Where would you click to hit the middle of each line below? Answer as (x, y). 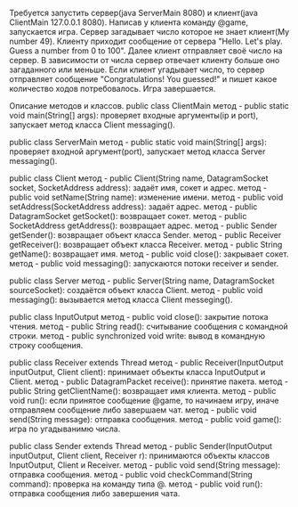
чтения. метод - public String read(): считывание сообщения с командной (149, 326)
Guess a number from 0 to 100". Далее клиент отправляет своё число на (146, 51)
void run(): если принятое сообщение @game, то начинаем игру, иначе (144, 401)
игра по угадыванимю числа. (65, 429)
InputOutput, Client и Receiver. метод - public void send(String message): (145, 465)
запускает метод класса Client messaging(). (93, 125)
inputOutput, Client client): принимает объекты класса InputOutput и (137, 372)
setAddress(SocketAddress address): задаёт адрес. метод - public (133, 207)
